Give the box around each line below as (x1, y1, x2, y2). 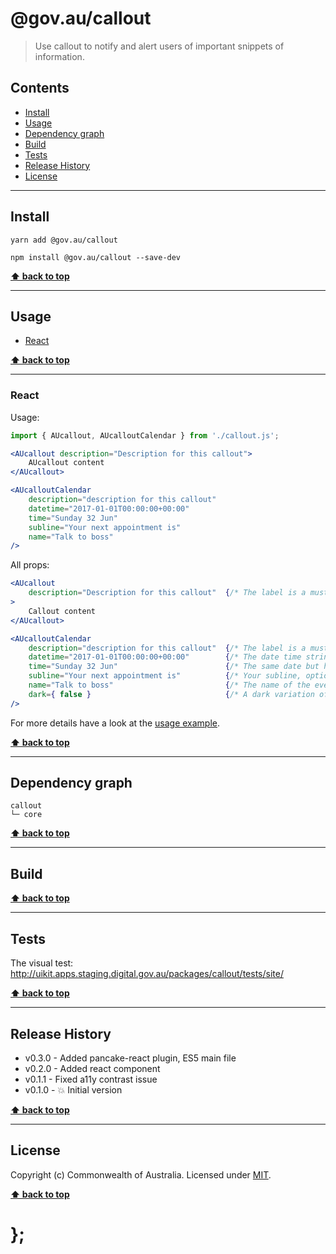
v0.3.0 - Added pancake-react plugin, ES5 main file (24, 1052, 237, 1064)
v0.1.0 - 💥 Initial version (24, 1083, 123, 1096)
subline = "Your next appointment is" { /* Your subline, (28, 671, 302, 681)
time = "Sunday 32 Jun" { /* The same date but (28, 662, 320, 672)
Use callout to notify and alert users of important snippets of (34, 40, 285, 52)
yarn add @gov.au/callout (10, 235, 118, 245)
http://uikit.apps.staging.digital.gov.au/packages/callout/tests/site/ (10, 968, 284, 980)
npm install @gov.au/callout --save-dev (10, 252, 182, 262)
